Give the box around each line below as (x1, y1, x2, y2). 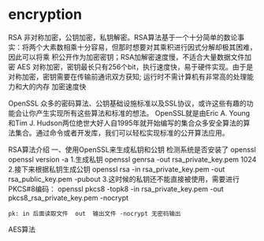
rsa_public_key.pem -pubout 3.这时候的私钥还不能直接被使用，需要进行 (8, 174, 240, 184)
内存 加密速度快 (35, 81, 87, 91)
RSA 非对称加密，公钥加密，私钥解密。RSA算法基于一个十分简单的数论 (8, 32, 238, 42)
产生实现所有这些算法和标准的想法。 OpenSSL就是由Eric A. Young (35, 108, 251, 117)
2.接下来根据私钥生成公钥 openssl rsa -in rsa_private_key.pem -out (8, 164, 225, 174)
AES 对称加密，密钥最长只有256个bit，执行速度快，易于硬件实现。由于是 (17, 61, 254, 72)
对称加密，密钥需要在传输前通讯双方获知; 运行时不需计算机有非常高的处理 (8, 72, 247, 81)
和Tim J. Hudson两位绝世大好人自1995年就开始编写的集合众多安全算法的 (8, 118, 244, 128)
